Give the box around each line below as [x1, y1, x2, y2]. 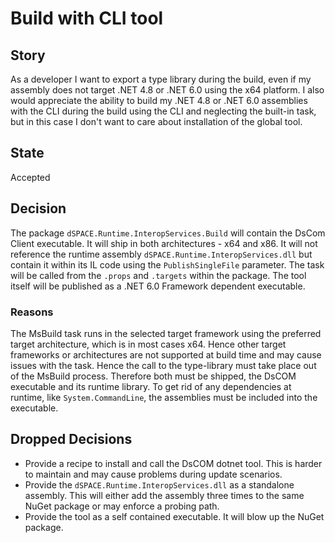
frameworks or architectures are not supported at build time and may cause [10, 348, 322, 361]
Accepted [10, 171, 51, 183]
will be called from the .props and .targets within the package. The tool [10, 269, 307, 281]
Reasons [10, 305, 54, 319]
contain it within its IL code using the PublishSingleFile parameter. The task [10, 258, 325, 271]
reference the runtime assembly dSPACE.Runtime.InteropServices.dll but [10, 248, 313, 260]
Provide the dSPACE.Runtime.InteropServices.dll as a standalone [24, 478, 295, 491]
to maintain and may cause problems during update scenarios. [24, 468, 283, 480]
